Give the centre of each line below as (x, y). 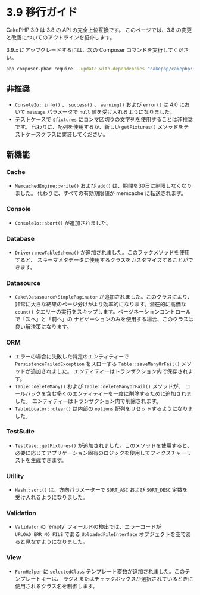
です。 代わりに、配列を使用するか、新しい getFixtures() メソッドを (99, 126)
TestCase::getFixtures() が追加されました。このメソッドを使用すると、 (103, 445)
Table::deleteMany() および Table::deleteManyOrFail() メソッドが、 (99, 386)
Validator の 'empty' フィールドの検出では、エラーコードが (88, 527)
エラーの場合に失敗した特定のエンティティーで (72, 356)
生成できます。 (49, 460)
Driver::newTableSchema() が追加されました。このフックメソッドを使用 (102, 252)
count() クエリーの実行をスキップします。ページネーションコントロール (103, 312)
